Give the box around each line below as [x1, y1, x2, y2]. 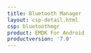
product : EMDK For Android [7, 29, 85, 36]
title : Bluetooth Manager [7, 10, 81, 17]
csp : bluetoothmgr [7, 23, 60, 30]
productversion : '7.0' [7, 36, 72, 43]
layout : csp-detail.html [7, 17, 79, 23]
